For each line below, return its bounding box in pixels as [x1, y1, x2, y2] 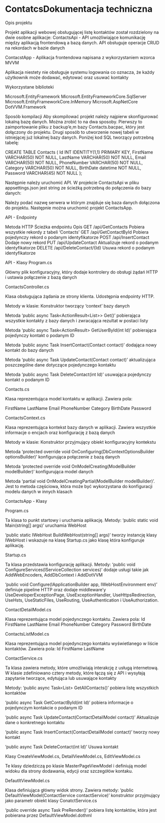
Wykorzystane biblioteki [5, 84, 54, 90]
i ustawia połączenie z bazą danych [5, 274, 77, 280]
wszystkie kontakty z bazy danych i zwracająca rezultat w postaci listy [5, 317, 148, 323]
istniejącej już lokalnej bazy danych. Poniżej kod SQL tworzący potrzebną [5, 134, 154, 140]
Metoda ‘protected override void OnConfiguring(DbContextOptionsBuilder [5, 449, 155, 455]
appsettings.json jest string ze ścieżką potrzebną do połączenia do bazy [5, 184, 151, 190]
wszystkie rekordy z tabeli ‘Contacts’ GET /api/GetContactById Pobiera [5, 229, 149, 235]
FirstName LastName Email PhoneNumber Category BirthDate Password [5, 405, 151, 411]
